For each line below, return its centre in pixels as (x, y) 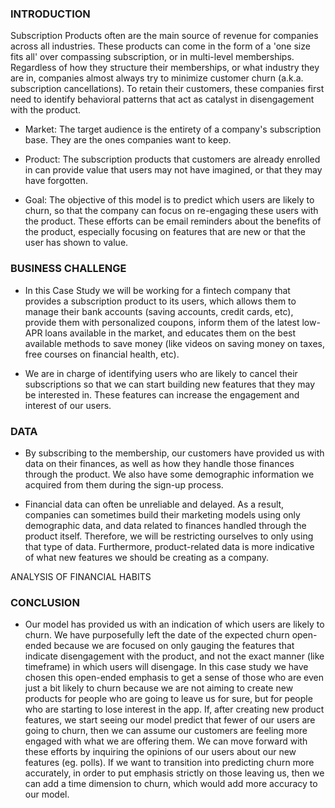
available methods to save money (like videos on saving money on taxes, (174, 343)
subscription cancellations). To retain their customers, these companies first (167, 89)
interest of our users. (68, 405)
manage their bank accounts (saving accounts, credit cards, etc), (159, 311)
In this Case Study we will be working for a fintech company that (157, 290)
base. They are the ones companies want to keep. (128, 140)
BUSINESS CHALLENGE (68, 269)
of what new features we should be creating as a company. (147, 557)
